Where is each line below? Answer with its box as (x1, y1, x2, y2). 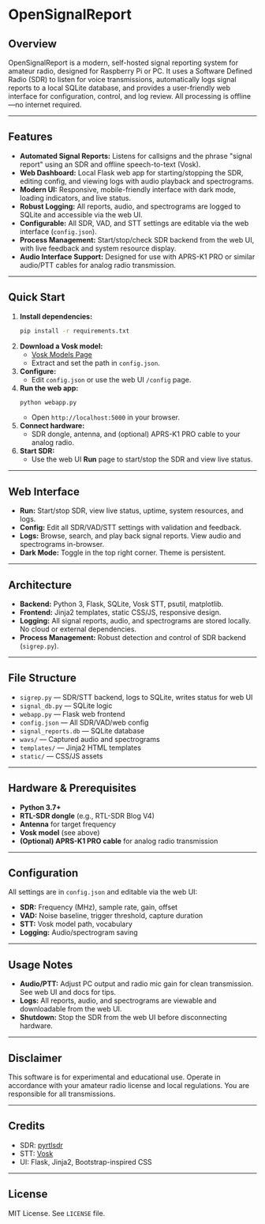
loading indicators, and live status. (19, 193, 132, 202)
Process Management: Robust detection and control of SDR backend (19, 633, 247, 642)
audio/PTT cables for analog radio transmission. (19, 260, 176, 269)
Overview (8, 37, 58, 51)
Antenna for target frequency (19, 819, 117, 829)
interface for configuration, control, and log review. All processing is (8, 92, 229, 100)
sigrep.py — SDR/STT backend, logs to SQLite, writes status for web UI (19, 692, 253, 702)
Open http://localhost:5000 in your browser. (31, 412, 180, 422)
